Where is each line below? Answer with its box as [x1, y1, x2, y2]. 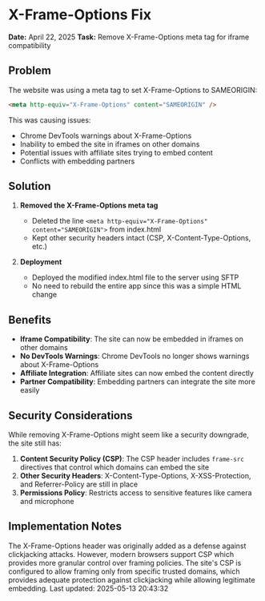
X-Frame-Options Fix [8, 6, 152, 24]
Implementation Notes [8, 519, 122, 534]
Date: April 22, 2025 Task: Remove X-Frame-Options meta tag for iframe [8, 32, 250, 42]
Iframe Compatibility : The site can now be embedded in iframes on [19, 334, 244, 344]
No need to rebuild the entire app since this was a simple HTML [31, 281, 242, 291]
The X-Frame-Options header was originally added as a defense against [8, 541, 247, 551]
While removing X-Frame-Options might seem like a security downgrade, [8, 430, 250, 440]
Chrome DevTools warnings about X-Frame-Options [19, 131, 192, 140]
